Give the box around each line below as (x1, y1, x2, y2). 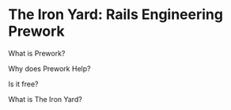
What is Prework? (8, 48, 66, 58)
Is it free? (8, 79, 39, 89)
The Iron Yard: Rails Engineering (8, 6, 224, 24)
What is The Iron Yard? (8, 94, 83, 104)
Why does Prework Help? (8, 63, 91, 73)
